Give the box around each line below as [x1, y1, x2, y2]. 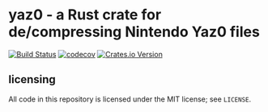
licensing [8, 73, 57, 86]
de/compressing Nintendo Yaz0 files [8, 23, 261, 41]
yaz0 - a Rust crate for [8, 6, 162, 24]
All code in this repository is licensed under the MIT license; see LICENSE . [8, 94, 252, 104]
